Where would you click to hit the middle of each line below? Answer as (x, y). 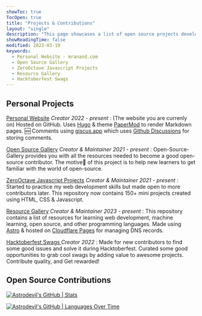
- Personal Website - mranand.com (55, 57)
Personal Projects (40, 103)
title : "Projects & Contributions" (51, 23)
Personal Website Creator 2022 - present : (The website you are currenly (97, 118)
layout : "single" (28, 29)
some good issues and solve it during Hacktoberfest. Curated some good (97, 248)
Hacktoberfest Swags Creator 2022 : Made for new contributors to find (94, 242)
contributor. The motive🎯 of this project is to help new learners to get (110, 162)
